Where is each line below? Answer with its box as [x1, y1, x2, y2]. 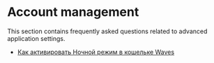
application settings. [7, 34, 66, 42]
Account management [7, 4, 139, 20]
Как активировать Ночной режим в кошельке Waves [17, 48, 175, 56]
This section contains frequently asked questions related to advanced [7, 27, 208, 35]
